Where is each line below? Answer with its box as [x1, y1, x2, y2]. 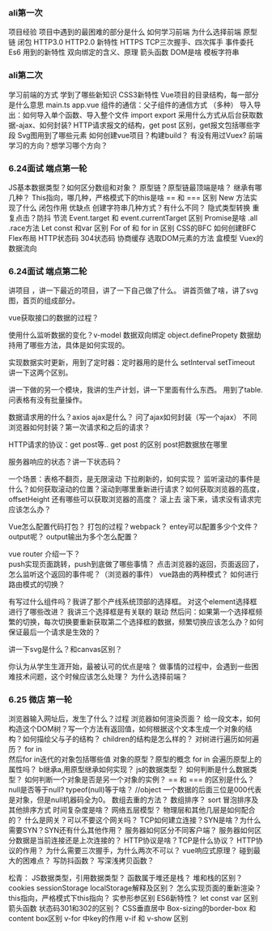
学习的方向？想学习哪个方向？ [8, 140, 108, 150]
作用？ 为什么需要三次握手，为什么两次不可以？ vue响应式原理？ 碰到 [22, 846, 254, 856]
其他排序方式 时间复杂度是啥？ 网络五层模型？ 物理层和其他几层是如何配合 [8, 805, 256, 815]
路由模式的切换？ [8, 580, 66, 590]
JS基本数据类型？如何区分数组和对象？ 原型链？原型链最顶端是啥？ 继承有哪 [8, 182, 262, 192]
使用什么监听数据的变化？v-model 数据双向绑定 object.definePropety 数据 [8, 330, 255, 340]
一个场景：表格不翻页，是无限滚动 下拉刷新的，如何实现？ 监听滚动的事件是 [8, 474, 261, 484]
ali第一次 [8, 6, 43, 18]
